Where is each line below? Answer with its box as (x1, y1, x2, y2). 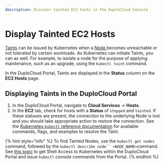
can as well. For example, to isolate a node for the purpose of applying (5, 55, 148, 61)
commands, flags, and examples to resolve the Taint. (12, 129, 119, 134)
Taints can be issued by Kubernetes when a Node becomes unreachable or (5, 45, 158, 51)
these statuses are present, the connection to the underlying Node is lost (12, 113, 160, 119)
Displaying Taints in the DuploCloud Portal (5, 89, 137, 98)
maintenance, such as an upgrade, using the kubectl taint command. (5, 60, 147, 66)
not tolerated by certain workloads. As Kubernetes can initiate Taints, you (5, 50, 154, 56)
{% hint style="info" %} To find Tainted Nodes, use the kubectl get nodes (5, 138, 155, 144)
